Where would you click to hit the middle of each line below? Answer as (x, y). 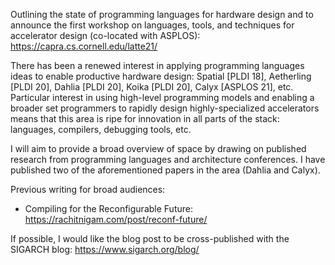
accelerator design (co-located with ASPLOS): (105, 35)
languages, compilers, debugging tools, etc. (101, 129)
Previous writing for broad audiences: (88, 189)
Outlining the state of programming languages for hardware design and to (162, 14)
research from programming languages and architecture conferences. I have (168, 159)
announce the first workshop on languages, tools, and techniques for (152, 25)
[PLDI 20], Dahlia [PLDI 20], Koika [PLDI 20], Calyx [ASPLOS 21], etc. (152, 87)
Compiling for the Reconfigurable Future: (108, 208)
